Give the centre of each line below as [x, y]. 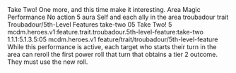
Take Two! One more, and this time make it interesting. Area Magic [104, 9]
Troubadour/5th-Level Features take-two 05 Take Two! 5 [90, 25]
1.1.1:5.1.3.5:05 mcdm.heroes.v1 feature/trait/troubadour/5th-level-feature [113, 39]
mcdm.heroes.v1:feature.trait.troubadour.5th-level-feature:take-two [105, 32]
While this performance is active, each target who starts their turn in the [112, 47]
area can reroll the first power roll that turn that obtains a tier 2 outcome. [112, 54]
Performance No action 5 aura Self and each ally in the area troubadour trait [118, 17]
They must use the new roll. [48, 62]
